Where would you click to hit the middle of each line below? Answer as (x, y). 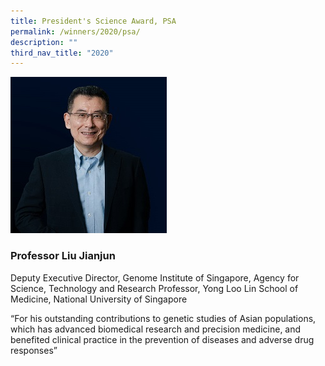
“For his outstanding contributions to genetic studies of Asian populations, (163, 318)
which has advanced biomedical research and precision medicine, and (156, 329)
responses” (34, 350)
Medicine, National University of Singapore (99, 299)
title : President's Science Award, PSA (93, 21)
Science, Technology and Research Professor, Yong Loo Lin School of (154, 288)
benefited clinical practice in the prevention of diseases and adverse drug (162, 339)
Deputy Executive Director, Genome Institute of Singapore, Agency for (155, 277)
